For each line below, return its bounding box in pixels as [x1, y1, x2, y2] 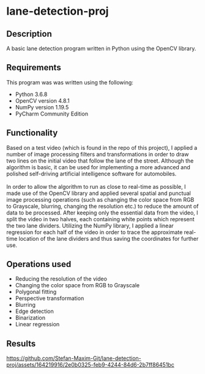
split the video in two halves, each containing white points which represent [6, 215, 195, 222]
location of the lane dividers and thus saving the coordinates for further [18, 235, 199, 242]
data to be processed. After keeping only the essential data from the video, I [6, 209, 198, 216]
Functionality [6, 128, 58, 138]
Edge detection [15, 307, 54, 315]
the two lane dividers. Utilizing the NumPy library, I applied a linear [6, 222, 174, 229]
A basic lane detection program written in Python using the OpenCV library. [6, 45, 196, 52]
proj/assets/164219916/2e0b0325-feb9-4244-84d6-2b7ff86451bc [6, 361, 174, 369]
